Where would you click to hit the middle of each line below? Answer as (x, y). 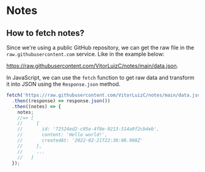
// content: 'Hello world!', (63, 135)
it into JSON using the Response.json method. (63, 84)
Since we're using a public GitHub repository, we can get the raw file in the (100, 47)
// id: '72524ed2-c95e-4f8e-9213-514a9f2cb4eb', (88, 129)
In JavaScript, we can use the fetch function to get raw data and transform (100, 77)
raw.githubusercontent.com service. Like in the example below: (85, 54)
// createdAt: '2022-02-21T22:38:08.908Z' (80, 140)
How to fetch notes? (45, 33)
